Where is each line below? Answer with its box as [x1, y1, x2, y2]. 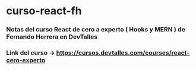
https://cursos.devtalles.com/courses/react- [56, 49, 190, 57]
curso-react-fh [6, 4, 82, 18]
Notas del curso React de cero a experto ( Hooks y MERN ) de [6, 26, 185, 34]
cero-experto [6, 56, 46, 65]
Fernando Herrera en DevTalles [6, 33, 98, 41]
